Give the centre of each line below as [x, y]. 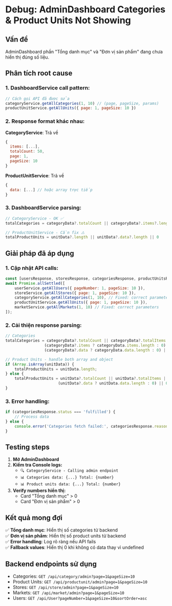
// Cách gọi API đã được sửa [38, 99]
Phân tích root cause [39, 73]
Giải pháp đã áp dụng [40, 253]
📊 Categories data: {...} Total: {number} [67, 478]
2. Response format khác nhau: [45, 121]
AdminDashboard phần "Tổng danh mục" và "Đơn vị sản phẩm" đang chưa [84, 52]
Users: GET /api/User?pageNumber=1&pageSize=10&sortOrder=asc [80, 598]
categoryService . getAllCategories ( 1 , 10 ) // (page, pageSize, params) [82, 103]
